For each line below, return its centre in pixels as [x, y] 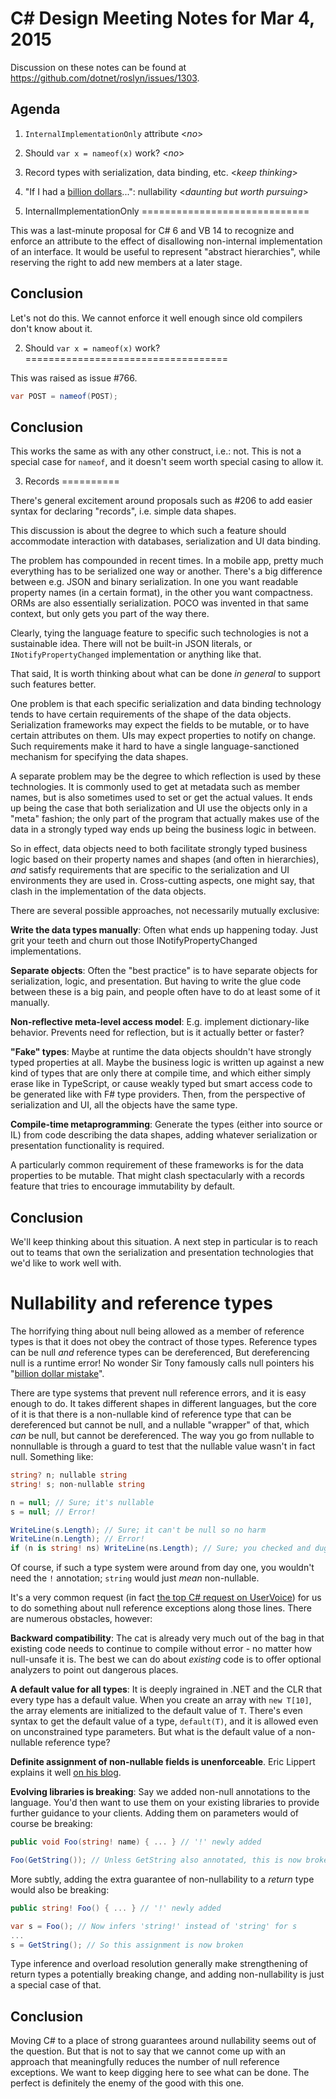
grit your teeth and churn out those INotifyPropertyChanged [134, 941]
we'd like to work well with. [66, 1263]
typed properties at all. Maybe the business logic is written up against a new [167, 1063]
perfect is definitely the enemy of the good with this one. [127, 2083]
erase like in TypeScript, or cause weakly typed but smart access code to [161, 1084]
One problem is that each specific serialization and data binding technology [166, 704]
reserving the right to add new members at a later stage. [126, 262]
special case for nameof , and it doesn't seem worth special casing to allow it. [167, 462]
